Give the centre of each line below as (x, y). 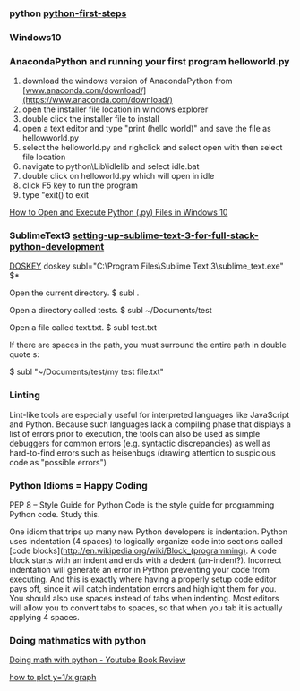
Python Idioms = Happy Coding (78, 485)
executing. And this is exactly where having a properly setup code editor (143, 579)
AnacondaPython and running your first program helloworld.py (150, 61)
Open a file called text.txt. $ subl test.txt (83, 328)
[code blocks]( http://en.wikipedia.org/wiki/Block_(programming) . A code (143, 551)
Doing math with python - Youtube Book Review (98, 660)
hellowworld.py (50, 138)
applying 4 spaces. (45, 618)
